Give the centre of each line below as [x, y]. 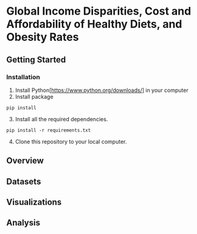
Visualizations [34, 202]
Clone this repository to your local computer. [71, 141]
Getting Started [36, 59]
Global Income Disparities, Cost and [99, 11]
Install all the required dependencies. [61, 119]
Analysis [23, 223]
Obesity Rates [43, 37]
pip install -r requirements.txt [49, 130]
